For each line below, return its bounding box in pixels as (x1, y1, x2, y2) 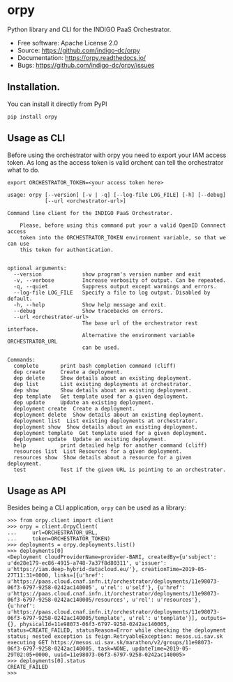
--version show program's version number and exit (13, 271, 201, 278)
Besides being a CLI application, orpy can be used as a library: (7, 503, 186, 512)
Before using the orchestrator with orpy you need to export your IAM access (7, 151, 227, 159)
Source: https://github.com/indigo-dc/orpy (17, 46, 141, 54)
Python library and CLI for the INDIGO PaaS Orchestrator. (7, 25, 172, 34)
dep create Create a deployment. (13, 369, 123, 376)
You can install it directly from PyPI (7, 100, 107, 108)
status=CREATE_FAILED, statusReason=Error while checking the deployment (7, 627, 227, 634)
